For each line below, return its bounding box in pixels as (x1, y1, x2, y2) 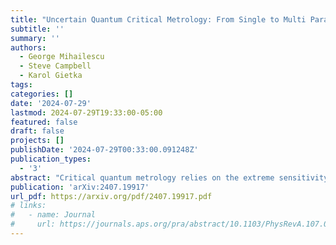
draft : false (10, 126, 65, 136)
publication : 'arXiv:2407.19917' (10, 182, 150, 192)
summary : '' (10, 33, 60, 43)
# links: (10, 201, 47, 211)
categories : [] (10, 89, 74, 99)
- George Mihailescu (19, 52, 105, 62)
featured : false (10, 117, 78, 127)
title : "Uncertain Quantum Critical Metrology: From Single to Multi (10, 14, 307, 25)
